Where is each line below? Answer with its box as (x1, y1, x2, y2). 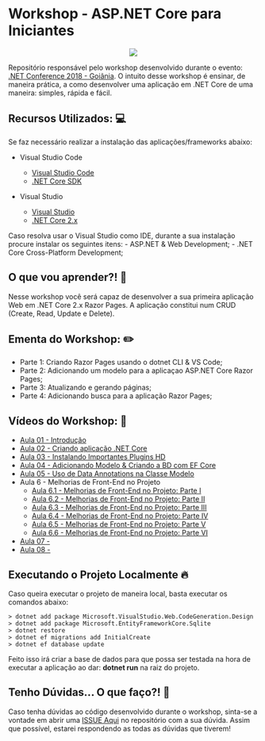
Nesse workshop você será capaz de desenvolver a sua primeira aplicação (8, 291, 254, 301)
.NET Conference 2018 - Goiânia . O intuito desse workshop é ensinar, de (8, 71, 246, 80)
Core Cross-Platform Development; (8, 248, 124, 257)
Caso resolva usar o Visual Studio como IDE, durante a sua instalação (8, 231, 236, 240)
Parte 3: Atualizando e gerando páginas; (19, 382, 152, 393)
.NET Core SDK (31, 176, 82, 186)
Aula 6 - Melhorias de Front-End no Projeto (19, 478, 161, 487)
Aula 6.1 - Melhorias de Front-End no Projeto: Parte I (31, 486, 202, 496)
